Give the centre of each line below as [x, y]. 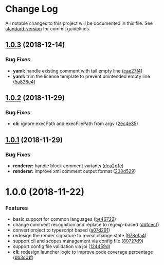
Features [17, 208]
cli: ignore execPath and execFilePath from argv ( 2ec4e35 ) [75, 123]
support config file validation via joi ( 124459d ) [61, 246]
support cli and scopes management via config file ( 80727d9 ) [78, 241]
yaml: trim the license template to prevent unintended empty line [81, 76]
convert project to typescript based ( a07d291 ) [61, 230]
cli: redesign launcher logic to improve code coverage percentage [83, 252]
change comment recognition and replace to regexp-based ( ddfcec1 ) [86, 225]
